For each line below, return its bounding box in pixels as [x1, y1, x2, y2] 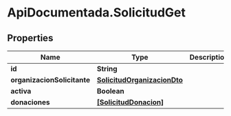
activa [10, 86, 32, 95]
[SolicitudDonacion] [96, 97, 164, 107]
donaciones [10, 97, 50, 107]
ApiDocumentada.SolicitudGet [7, 5, 186, 21]
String [96, 64, 118, 73]
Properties [7, 32, 54, 44]
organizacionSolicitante [10, 76, 91, 84]
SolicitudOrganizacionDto [96, 76, 184, 84]
